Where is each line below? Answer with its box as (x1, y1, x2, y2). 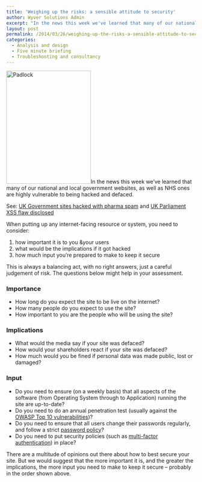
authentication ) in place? (14, 439, 76, 446)
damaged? (14, 359, 41, 366)
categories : (6, 37, 36, 43)
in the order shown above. (6, 469, 71, 477)
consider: (6, 227, 30, 234)
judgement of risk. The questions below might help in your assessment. (6, 269, 183, 277)
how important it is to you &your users (14, 239, 109, 246)
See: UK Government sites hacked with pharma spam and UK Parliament (6, 202, 186, 210)
